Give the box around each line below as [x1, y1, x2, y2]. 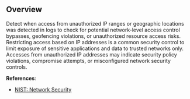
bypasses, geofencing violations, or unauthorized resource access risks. [6, 32, 181, 40]
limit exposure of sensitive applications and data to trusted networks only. [6, 45, 184, 52]
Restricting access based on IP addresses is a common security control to [6, 38, 185, 45]
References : [6, 75, 36, 82]
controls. [6, 63, 27, 70]
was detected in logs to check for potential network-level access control [6, 26, 180, 33]
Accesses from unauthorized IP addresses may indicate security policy [6, 51, 177, 58]
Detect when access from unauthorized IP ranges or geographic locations [6, 20, 184, 27]
